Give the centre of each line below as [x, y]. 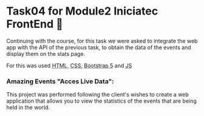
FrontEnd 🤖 [35, 24]
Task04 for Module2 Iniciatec [82, 11]
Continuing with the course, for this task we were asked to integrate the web [102, 41]
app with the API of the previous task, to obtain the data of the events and [99, 47]
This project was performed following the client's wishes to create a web [97, 95]
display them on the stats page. [46, 53]
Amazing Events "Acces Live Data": [60, 81]
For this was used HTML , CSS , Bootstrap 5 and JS [69, 66]
